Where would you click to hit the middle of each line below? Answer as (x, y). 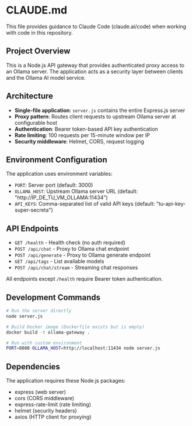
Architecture (30, 96)
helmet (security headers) (46, 411)
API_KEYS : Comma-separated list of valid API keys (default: (85, 204)
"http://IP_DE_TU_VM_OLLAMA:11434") (61, 197)
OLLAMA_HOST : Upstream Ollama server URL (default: (76, 192)
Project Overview (38, 51)
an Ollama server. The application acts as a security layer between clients (95, 71)
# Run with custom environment (44, 343)
